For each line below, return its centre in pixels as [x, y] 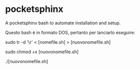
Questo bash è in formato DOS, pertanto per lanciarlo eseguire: [70, 32]
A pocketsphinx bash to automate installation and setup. [63, 23]
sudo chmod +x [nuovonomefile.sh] [42, 52]
